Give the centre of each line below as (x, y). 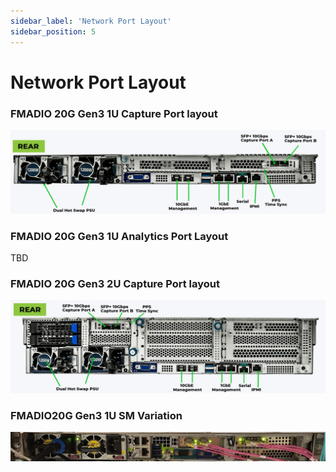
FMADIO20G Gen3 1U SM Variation (96, 415)
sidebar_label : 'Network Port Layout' (91, 21)
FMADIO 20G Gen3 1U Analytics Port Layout (119, 236)
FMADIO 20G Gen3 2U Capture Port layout (115, 284)
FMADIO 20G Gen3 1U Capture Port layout (114, 113)
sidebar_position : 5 (53, 31)
